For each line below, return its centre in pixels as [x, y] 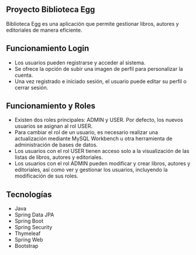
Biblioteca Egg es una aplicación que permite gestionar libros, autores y [93, 23]
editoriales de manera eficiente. [44, 30]
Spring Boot [29, 221]
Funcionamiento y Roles [51, 106]
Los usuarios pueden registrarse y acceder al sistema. [80, 62]
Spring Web [29, 240]
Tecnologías [29, 194]
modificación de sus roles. [47, 176]
